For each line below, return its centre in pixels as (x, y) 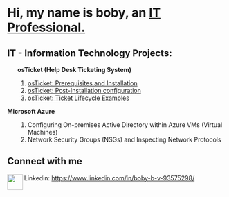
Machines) (43, 132)
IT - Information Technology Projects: (90, 53)
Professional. (46, 27)
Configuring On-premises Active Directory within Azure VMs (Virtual (125, 125)
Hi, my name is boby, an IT (84, 13)
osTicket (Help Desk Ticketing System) (74, 70)
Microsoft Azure (31, 111)
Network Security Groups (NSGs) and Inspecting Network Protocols (124, 139)
